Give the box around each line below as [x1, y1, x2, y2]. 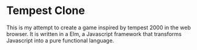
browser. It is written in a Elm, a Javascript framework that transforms [6, 30, 182, 37]
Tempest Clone [6, 4, 86, 18]
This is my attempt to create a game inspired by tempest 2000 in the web [6, 24, 191, 31]
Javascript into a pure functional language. [6, 37, 114, 44]
